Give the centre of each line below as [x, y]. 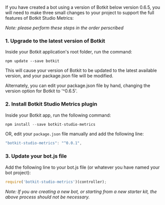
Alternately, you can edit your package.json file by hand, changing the [78, 86]
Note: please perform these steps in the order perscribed [64, 28]
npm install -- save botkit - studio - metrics [50, 124]
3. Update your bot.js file [36, 156]
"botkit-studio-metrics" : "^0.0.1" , [44, 143]
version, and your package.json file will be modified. [59, 76]
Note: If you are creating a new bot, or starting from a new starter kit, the [81, 191]
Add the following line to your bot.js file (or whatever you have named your [82, 167]
